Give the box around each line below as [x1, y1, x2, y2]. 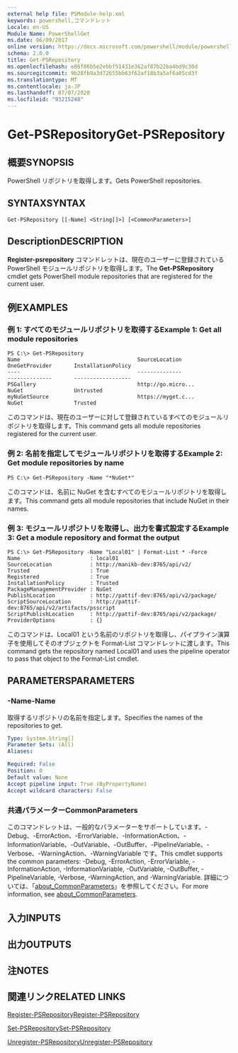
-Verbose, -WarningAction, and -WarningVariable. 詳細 [57, 872, 217, 882]
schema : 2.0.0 [7, 50, 50, 57]
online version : [7, 43, 55, 50]
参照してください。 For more [126, 882, 209, 890]
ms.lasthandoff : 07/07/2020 [7, 89, 91, 96]
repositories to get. [7, 721, 63, 729]
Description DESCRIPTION [7, 235, 124, 248]
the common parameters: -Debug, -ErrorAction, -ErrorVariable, [7, 857, 191, 865]
